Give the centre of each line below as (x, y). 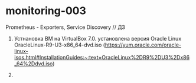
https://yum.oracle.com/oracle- (143, 45)
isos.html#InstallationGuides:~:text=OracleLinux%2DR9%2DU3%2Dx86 (102, 57)
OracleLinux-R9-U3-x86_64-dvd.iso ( (60, 45)
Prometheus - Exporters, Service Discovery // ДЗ (65, 27)
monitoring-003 (46, 11)
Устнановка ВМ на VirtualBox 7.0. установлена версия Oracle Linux (98, 38)
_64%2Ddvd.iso (33, 64)
